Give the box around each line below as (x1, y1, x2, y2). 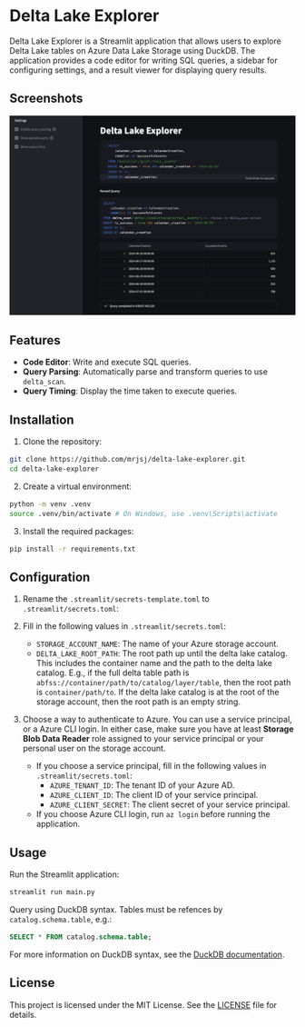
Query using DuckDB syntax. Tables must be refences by (9, 904, 223, 915)
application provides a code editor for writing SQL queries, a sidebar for (9, 55, 279, 65)
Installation (9, 412, 74, 427)
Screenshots (9, 91, 84, 106)
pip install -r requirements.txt (9, 544, 136, 553)
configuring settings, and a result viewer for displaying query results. (9, 65, 268, 75)
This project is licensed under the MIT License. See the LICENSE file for (9, 999, 278, 1010)
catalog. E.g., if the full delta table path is (35, 667, 190, 678)
